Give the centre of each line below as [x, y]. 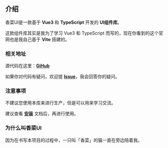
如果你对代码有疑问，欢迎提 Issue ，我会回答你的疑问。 [63, 77]
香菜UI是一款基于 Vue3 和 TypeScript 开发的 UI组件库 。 [64, 22]
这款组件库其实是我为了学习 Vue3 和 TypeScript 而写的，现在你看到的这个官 [84, 33]
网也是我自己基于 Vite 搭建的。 [37, 39]
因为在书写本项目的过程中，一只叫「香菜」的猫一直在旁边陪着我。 [74, 140]
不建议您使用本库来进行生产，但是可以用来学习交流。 [61, 103]
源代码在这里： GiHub [27, 66]
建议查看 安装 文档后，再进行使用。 [42, 114]
